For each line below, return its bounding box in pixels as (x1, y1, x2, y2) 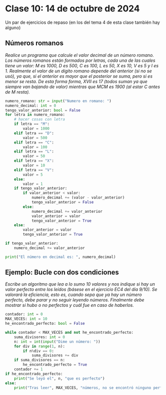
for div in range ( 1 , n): (14, 344, 65, 349)
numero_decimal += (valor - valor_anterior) (31, 195, 125, 200)
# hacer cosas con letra (14, 117, 65, 122)
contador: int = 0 (5, 312, 43, 317)
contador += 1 (14, 367, 43, 372)
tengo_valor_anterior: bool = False (5, 107, 81, 113)
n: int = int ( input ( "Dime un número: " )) (14, 339, 100, 344)
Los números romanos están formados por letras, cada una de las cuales (5, 57, 156, 63)
